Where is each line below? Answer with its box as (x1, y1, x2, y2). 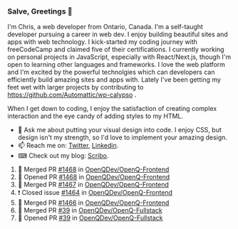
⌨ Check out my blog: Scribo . (17, 151, 109, 160)
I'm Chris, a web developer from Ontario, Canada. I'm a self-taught (7, 23, 203, 31)
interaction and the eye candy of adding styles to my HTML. (7, 112, 184, 120)
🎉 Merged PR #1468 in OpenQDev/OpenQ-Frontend (17, 165, 170, 174)
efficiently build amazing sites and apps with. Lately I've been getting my (7, 75, 221, 84)
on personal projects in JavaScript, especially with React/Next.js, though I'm (7, 53, 232, 61)
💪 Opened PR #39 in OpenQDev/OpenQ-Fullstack (17, 213, 163, 223)
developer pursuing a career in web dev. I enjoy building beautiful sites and (7, 30, 228, 38)
